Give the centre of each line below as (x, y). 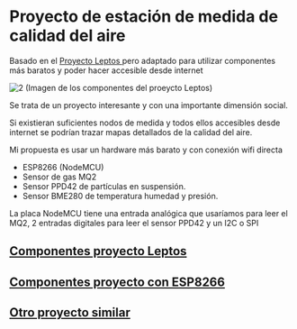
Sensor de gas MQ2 (59, 177)
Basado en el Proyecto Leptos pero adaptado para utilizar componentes (143, 60)
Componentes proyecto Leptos (98, 251)
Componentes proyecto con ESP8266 (117, 282)
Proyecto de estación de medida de (144, 17)
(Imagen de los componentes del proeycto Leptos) (119, 87)
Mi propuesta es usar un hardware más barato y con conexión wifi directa (146, 150)
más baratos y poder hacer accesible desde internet (106, 70)
